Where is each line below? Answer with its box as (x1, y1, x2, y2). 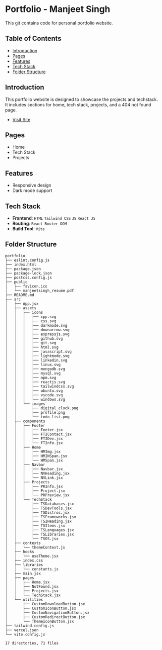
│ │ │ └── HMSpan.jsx (5, 458, 63, 463)
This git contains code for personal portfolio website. (5, 20, 113, 26)
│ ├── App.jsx (5, 301, 39, 306)
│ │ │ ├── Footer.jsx (5, 427, 63, 432)
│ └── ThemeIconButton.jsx (5, 619, 74, 624)
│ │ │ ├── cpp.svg (5, 314, 56, 319)
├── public (5, 279, 28, 284)
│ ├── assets (5, 305, 37, 310)
